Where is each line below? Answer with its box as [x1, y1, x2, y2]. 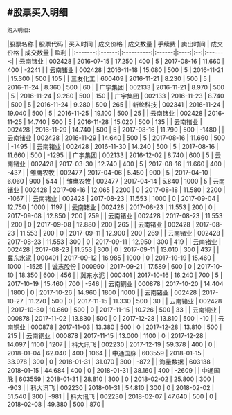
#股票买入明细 [7, 6, 68, 19]
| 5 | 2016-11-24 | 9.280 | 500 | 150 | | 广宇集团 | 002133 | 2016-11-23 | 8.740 [7, 91, 224, 100]
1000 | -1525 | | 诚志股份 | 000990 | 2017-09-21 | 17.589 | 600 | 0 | [7, 262, 196, 270]
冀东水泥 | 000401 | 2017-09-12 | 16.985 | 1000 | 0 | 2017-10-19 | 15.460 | [7, 254, 215, 262]
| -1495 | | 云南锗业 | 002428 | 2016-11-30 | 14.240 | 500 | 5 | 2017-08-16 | [7, 142, 219, 150]
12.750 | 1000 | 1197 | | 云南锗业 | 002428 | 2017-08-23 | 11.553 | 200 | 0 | [7, 203, 217, 211]
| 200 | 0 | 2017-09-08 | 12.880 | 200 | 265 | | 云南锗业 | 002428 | [7, 220, 195, 229]
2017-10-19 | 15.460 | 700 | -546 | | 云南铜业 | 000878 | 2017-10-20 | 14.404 [7, 279, 224, 288]
